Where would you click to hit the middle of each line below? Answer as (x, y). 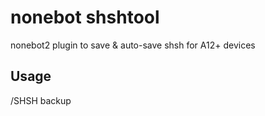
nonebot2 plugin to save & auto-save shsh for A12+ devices (133, 45)
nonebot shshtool (85, 17)
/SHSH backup (41, 100)
